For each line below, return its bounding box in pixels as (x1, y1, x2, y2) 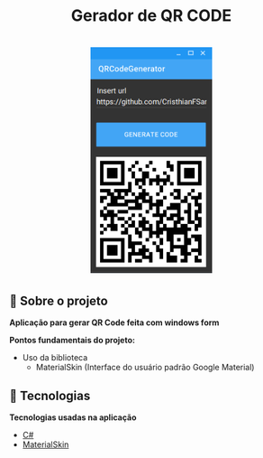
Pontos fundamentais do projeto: (9, 335, 135, 346)
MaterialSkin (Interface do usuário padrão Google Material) (35, 362, 255, 373)
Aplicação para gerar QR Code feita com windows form (9, 317, 220, 328)
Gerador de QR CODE (70, 5, 232, 26)
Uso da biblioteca (22, 352, 88, 363)
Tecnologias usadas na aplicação (9, 412, 137, 423)
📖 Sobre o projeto (9, 293, 108, 308)
